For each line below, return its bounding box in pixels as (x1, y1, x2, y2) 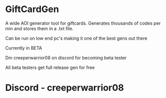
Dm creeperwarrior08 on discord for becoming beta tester (5, 54, 127, 61)
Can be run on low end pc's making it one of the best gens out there (5, 35, 148, 41)
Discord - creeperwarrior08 (5, 82, 124, 93)
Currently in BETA (5, 45, 42, 51)
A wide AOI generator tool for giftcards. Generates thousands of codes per (5, 20, 161, 26)
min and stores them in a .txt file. (5, 25, 74, 31)
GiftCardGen (5, 4, 59, 15)
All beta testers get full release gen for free (5, 64, 95, 70)
